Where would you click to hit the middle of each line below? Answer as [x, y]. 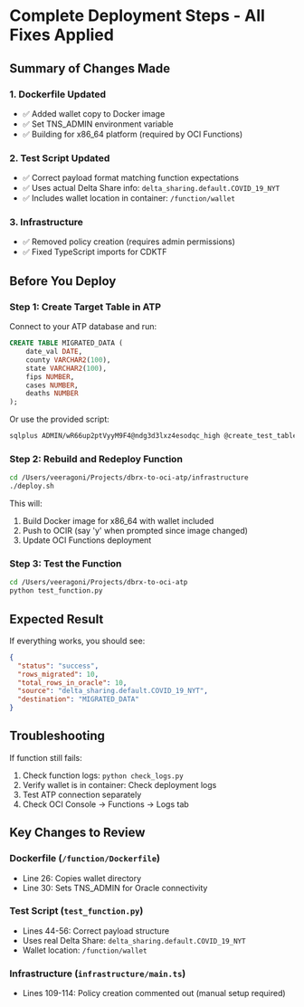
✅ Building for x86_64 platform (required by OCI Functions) [133, 134]
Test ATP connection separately [82, 794]
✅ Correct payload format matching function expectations [131, 178]
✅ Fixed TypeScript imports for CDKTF [95, 252]
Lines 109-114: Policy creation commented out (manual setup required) [154, 993]
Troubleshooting [57, 736]
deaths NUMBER [52, 394]
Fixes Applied [62, 35]
